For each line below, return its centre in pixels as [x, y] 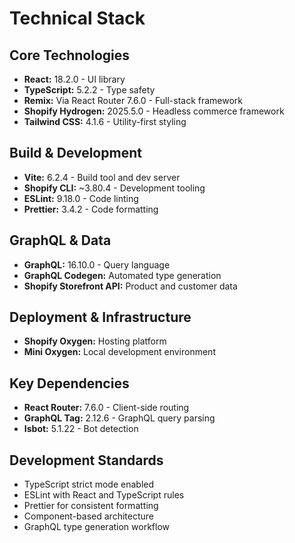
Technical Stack [77, 18]
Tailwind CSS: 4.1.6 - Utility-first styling [105, 121]
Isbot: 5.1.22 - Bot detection [81, 429]
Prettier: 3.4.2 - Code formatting [91, 209]
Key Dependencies [69, 383]
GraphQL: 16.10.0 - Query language [97, 264]
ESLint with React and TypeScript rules [104, 495]
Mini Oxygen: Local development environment [119, 352]
